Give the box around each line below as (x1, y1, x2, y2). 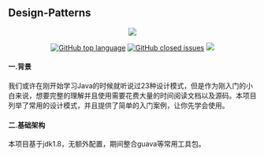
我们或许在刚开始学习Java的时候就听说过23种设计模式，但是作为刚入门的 (8, 81, 247, 91)
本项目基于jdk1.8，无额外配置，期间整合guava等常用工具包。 (8, 139, 206, 149)
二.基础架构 (8, 120, 46, 129)
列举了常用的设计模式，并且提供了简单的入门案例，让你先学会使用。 (8, 101, 229, 110)
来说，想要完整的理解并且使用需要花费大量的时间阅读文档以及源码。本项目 (14, 91, 257, 101)
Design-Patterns (8, 6, 91, 20)
